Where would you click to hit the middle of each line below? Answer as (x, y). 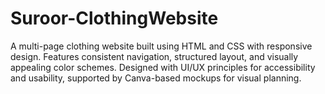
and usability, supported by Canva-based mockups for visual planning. (156, 78)
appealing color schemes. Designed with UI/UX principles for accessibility (163, 67)
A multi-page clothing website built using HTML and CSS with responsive (161, 46)
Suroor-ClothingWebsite (114, 18)
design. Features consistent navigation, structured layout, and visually (154, 56)
